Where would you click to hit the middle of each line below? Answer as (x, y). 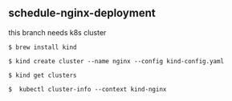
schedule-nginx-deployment (82, 13)
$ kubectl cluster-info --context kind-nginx (88, 89)
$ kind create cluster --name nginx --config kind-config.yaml (116, 61)
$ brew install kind (43, 47)
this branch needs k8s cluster (57, 32)
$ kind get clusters (43, 75)
